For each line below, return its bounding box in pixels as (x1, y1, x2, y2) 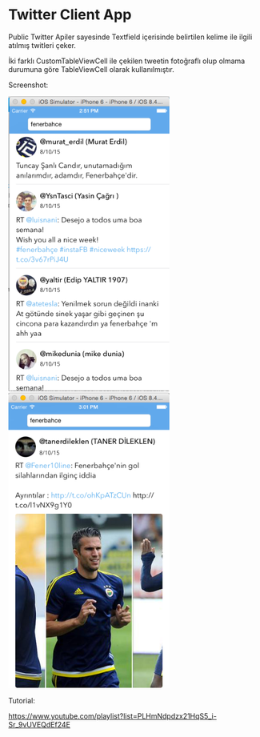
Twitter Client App (8, 6, 132, 24)
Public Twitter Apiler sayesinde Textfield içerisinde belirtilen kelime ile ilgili (8, 32, 253, 42)
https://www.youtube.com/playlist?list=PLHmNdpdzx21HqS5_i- (8, 711, 218, 721)
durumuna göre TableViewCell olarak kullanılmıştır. (8, 64, 174, 74)
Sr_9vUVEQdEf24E (8, 719, 70, 729)
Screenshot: (8, 80, 49, 90)
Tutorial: (8, 695, 36, 705)
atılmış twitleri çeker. (8, 40, 76, 50)
